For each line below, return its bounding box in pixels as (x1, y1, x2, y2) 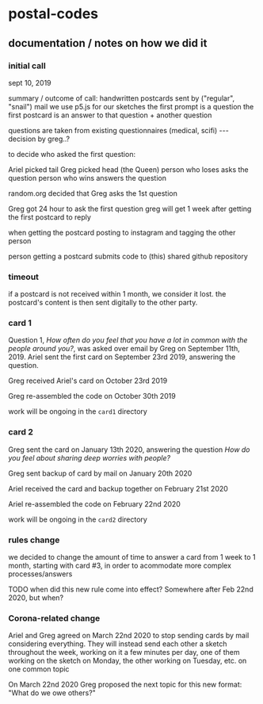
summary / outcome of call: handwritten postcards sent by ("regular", (8, 93, 235, 103)
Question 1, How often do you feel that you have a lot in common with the (8, 335, 248, 345)
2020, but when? (8, 593, 64, 603)
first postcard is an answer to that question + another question (8, 110, 212, 120)
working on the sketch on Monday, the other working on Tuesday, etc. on (8, 656, 247, 666)
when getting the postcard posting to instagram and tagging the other (8, 228, 236, 237)
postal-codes (8, 5, 99, 23)
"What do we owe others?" (8, 688, 97, 698)
